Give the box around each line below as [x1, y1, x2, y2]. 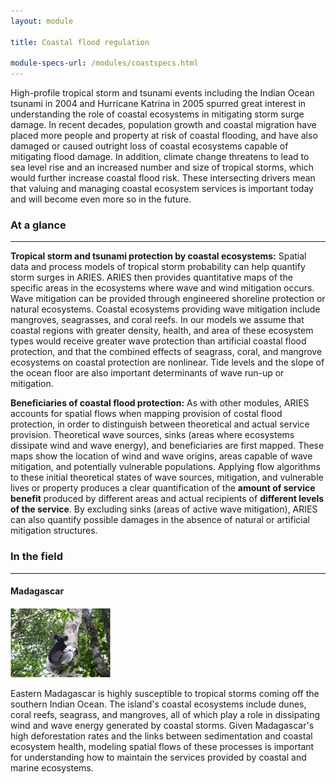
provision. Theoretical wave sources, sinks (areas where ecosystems [10, 429, 295, 441]
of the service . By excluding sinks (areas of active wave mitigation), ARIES [10, 503, 318, 515]
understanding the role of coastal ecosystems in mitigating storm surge [10, 108, 305, 120]
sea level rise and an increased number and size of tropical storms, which [10, 161, 315, 174]
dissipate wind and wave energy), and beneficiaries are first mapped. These [10, 440, 325, 452]
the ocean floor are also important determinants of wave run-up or [10, 367, 285, 379]
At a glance [10, 218, 67, 232]
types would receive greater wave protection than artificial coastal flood [10, 335, 307, 347]
